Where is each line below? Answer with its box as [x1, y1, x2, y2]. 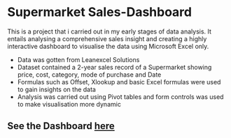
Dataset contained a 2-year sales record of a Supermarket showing [17, 63, 212, 71]
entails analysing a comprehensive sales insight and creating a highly [7, 34, 207, 43]
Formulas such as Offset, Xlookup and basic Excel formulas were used [17, 77, 221, 86]
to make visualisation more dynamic [17, 100, 121, 108]
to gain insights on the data [17, 85, 97, 93]
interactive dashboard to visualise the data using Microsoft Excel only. [7, 42, 209, 50]
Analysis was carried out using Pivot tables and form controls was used [17, 92, 224, 101]
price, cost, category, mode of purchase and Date [17, 70, 162, 79]
